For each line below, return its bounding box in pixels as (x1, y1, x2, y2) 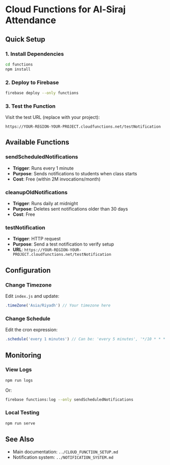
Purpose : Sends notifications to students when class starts (12, 170, 137, 176)
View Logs (5, 366, 32, 373)
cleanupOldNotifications (5, 189, 68, 196)
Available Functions (5, 138, 70, 147)
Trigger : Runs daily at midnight (12, 200, 78, 207)
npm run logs (5, 378, 33, 383)
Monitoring (5, 351, 42, 359)
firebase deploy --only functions (5, 90, 79, 95)
